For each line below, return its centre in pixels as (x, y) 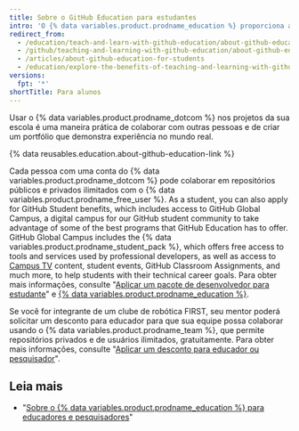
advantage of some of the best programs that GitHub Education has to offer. (149, 227)
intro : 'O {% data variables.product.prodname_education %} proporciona (147, 26)
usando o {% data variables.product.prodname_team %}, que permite (137, 329)
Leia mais (36, 386)
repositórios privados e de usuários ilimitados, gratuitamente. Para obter (141, 339)
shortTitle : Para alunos (55, 92)
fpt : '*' (33, 84)
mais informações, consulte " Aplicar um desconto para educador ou (134, 349)
